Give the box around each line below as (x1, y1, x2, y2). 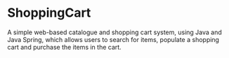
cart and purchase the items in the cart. (7, 43, 122, 51)
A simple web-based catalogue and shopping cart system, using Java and (7, 28, 223, 36)
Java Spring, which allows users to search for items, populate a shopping (7, 35, 220, 43)
